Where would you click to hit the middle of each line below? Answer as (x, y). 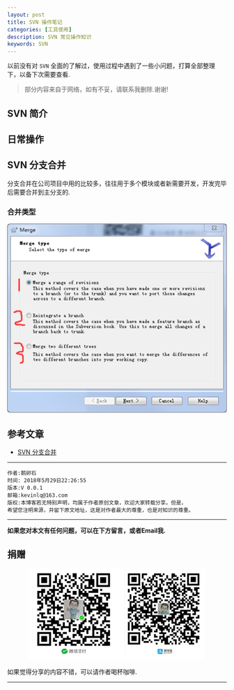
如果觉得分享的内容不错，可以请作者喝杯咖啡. (72, 672)
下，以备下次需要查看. (39, 75)
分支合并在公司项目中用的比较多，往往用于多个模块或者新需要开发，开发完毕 (117, 183)
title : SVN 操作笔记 (35, 22)
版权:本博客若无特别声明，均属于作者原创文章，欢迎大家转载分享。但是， (97, 503)
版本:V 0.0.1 (25, 488)
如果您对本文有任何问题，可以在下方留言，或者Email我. (86, 531)
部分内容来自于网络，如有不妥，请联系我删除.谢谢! (96, 89)
